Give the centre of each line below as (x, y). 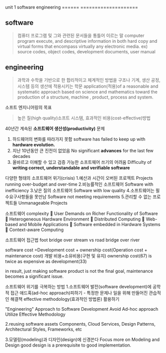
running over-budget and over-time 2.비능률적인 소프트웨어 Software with (79, 184)
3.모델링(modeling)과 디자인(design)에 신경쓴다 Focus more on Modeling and (83, 339)
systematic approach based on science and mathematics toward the (87, 92)
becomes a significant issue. (34, 276)
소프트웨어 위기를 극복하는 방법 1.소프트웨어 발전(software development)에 (78, 286)
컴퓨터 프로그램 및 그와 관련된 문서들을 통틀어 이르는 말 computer (81, 35)
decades (21, 156)
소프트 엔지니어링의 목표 (29, 107)
